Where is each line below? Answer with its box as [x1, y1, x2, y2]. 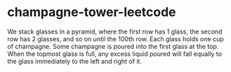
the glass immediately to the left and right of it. [7, 57, 143, 65]
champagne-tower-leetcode [7, 4, 177, 20]
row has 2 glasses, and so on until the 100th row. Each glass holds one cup [7, 34, 224, 43]
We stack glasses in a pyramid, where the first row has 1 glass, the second [7, 27, 223, 36]
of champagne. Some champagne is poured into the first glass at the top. [7, 42, 219, 50]
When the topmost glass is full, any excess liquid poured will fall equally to [7, 50, 223, 58]
